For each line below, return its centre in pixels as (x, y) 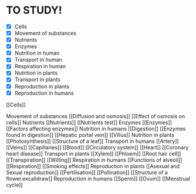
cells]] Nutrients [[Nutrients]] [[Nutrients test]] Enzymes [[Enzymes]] (89, 122)
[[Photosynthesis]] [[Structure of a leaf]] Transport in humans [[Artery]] (92, 141)
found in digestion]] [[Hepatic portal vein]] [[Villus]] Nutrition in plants (90, 135)
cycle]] (14, 185)
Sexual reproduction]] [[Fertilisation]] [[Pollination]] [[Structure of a (87, 172)
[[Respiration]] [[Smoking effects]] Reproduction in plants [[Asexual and (93, 166)
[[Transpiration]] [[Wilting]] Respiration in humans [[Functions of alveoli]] (94, 160)
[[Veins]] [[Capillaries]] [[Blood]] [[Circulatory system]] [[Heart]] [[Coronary (97, 147)
